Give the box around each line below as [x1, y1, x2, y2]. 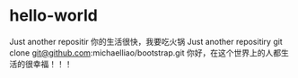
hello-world [9, 5, 99, 26]
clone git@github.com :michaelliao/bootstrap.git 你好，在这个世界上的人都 [9, 47, 282, 58]
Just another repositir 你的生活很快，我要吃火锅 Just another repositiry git [9, 36, 283, 47]
